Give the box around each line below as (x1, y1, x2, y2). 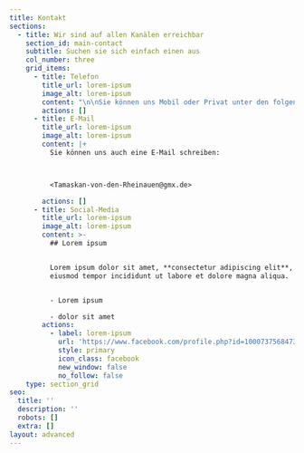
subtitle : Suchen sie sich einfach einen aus (25, 47, 201, 56)
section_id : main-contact (25, 38, 124, 48)
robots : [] (17, 413, 59, 422)
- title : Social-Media (33, 205, 119, 214)
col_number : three (25, 55, 95, 64)
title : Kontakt (9, 13, 67, 23)
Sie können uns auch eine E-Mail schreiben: (49, 148, 221, 157)
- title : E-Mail (33, 114, 95, 123)
